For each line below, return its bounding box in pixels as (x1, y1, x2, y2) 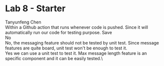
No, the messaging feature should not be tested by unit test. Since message (5, 40, 159, 45)
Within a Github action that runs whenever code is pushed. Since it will (5, 24, 149, 30)
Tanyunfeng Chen (5, 19, 42, 25)
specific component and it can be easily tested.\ (5, 55, 103, 61)
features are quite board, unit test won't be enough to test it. (5, 45, 128, 51)
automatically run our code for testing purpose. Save (5, 29, 112, 35)
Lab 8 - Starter (5, 3, 66, 14)
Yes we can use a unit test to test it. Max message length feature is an (5, 50, 147, 56)
